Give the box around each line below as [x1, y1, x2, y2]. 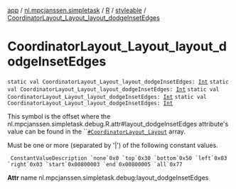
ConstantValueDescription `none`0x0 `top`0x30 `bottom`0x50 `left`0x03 [10, 154, 227, 162]
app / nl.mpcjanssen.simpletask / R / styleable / [7, 6, 146, 14]
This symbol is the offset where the [7, 112, 111, 120]
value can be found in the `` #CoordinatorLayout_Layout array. [7, 127, 186, 136]
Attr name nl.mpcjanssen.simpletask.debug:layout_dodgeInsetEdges [7, 173, 209, 182]
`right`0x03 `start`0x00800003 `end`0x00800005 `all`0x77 [7, 161, 183, 168]
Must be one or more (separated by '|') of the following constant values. [7, 141, 218, 149]
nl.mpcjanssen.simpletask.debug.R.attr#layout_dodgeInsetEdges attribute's [7, 119, 229, 128]
